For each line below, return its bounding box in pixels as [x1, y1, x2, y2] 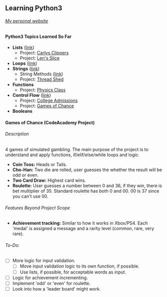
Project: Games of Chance [19, 103, 74, 109]
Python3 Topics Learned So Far [5, 33, 72, 39]
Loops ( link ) [12, 60, 37, 66]
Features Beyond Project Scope [5, 205, 70, 211]
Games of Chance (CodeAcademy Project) [5, 119, 95, 125]
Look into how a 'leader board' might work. [12, 286, 101, 292]
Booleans [12, 108, 33, 114]
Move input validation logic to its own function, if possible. [19, 263, 140, 269]
